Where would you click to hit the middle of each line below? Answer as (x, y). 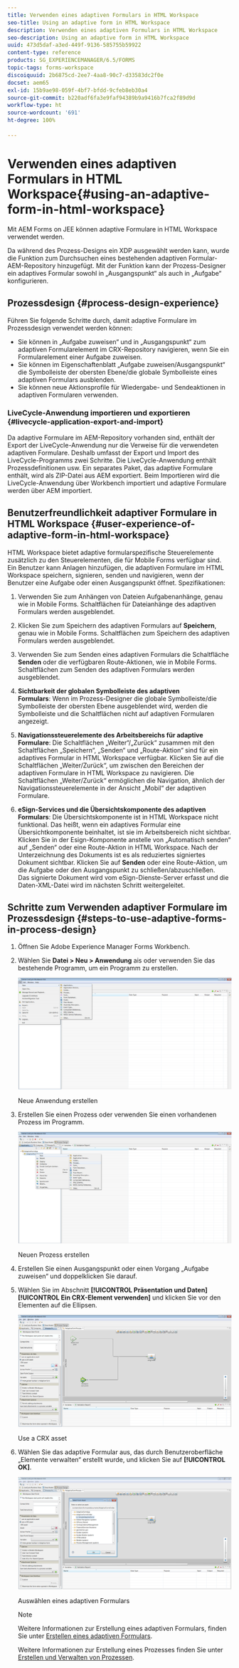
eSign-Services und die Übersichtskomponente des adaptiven (112, 809)
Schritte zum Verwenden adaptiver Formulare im (117, 907)
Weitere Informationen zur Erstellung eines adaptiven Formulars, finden (122, 1628)
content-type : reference (44, 53)
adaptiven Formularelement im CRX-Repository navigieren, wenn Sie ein (123, 349)
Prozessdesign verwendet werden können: (70, 328)
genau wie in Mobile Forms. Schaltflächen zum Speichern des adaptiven (123, 633)
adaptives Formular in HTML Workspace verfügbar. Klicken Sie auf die (121, 757)
